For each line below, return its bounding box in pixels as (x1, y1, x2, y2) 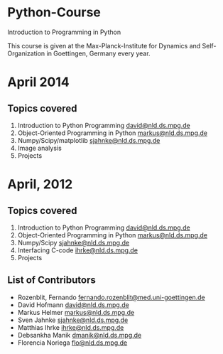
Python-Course (7, 4, 102, 21)
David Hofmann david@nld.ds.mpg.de (17, 300, 129, 309)
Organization (7, 49, 45, 58)
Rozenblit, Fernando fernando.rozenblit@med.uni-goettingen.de (17, 293, 205, 301)
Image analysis (17, 144, 62, 152)
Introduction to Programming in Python (7, 28, 121, 36)
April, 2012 (7, 176, 73, 193)
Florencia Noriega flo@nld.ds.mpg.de (17, 338, 128, 347)
